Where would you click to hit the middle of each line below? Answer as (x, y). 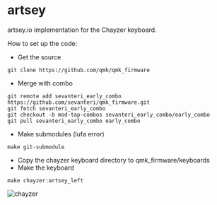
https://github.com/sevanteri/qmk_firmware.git (79, 102)
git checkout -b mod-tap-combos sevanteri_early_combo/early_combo (109, 115)
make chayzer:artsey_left (45, 180)
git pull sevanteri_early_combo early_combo (74, 121)
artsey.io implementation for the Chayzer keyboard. (82, 30)
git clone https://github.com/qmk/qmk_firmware (79, 70)
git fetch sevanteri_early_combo (57, 108)
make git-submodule (36, 147)
